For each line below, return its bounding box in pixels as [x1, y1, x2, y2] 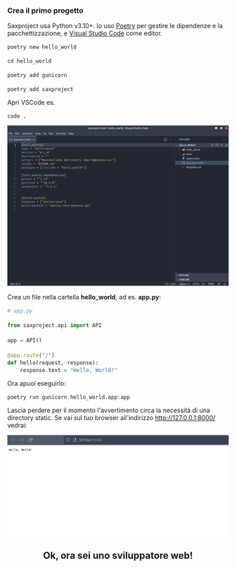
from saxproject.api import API [7, 322, 102, 329]
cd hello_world [7, 58, 52, 65]
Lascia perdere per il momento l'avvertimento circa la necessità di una [7, 406, 211, 414]
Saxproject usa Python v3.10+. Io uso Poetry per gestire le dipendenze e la [7, 22, 223, 30]
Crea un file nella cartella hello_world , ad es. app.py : [7, 292, 162, 301]
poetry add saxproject [7, 86, 74, 93]
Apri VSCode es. [7, 98, 55, 107]
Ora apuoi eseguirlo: [7, 379, 67, 388]
